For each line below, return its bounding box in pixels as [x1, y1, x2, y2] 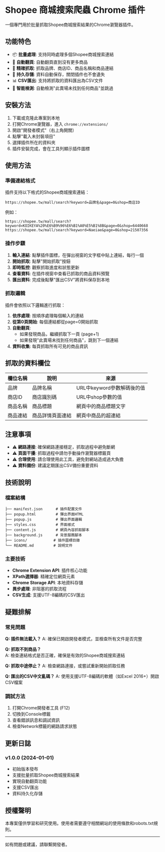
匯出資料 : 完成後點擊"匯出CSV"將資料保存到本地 [12, 276, 110, 282]
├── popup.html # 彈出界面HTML [5, 512, 84, 517]
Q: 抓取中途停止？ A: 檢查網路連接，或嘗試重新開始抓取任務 [5, 663, 125, 669]
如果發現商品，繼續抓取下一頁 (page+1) [19, 331, 100, 337]
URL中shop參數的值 [76, 393, 122, 400]
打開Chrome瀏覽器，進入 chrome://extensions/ [12, 121, 109, 127]
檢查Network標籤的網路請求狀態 [12, 723, 78, 729]
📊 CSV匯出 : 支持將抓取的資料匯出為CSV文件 [12, 77, 103, 83]
